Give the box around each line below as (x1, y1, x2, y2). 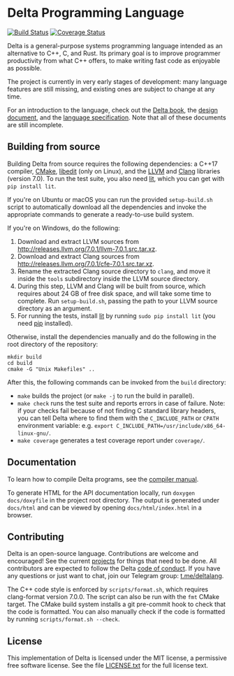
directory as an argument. (17, 304, 92, 312)
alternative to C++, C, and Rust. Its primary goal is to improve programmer (7, 49, 221, 57)
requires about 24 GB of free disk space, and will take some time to (17, 289, 212, 298)
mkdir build (7, 353, 42, 361)
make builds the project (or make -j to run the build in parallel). (17, 391, 194, 400)
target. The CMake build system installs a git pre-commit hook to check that (7, 600, 226, 609)
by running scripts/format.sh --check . (7, 615, 120, 624)
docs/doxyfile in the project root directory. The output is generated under (7, 496, 220, 504)
